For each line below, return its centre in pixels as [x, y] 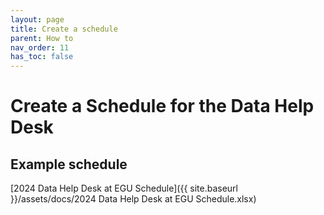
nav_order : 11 [40, 47]
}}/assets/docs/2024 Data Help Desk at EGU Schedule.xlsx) [133, 199]
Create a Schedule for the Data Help [162, 106]
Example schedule [69, 164]
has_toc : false [42, 57]
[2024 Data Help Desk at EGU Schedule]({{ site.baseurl [124, 188]
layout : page [37, 19]
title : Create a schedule [64, 29]
